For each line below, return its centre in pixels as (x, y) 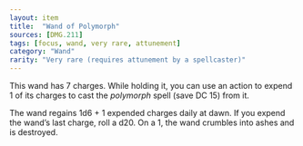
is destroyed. (34, 132)
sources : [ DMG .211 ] (46, 34)
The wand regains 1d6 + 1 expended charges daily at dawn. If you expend (147, 113)
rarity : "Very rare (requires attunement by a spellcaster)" (128, 60)
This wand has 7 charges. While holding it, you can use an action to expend (151, 86)
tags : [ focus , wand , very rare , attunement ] (95, 43)
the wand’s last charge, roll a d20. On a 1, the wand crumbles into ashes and (152, 122)
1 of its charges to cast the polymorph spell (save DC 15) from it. (130, 95)
